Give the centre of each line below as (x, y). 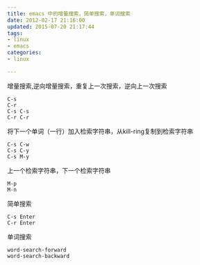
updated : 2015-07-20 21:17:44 (51, 26)
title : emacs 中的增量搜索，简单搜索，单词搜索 (69, 14)
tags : (15, 33)
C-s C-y (18, 151)
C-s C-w (18, 144)
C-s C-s (18, 111)
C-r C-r (18, 117)
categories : (24, 53)
